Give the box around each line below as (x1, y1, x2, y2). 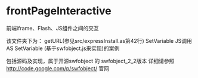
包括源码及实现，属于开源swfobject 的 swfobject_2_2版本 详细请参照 (6, 57, 175, 64)
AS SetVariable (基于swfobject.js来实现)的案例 (6, 45, 120, 52)
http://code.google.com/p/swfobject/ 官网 (6, 64, 109, 72)
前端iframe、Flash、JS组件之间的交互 (6, 24, 100, 32)
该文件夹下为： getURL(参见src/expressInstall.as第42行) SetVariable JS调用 (6, 37, 192, 44)
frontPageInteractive (6, 4, 112, 18)
